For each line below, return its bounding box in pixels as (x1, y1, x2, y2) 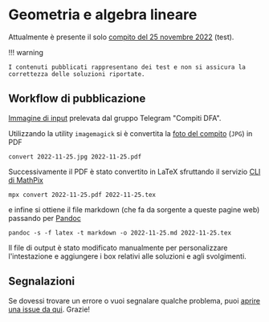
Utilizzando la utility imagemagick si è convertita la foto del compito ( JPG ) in (8, 128, 253, 138)
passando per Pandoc (8, 213, 82, 223)
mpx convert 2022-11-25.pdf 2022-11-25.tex (8, 191, 157, 199)
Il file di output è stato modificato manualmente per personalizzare (8, 243, 228, 252)
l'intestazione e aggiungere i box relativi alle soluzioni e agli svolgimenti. (8, 251, 247, 261)
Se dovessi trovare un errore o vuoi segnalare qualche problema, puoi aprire (8, 296, 261, 305)
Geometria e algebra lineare (8, 6, 198, 24)
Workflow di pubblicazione (8, 92, 146, 106)
